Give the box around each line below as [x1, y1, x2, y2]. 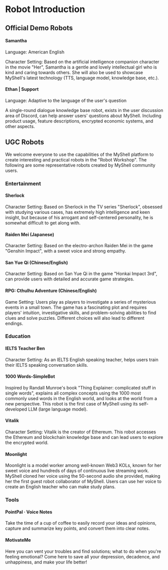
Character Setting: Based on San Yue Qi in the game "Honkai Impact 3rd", [5, 271, 157, 277]
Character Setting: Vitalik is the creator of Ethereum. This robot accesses [5, 429, 156, 435]
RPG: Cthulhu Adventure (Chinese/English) [5, 288, 97, 294]
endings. [5, 320, 24, 326]
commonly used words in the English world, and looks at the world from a [5, 395, 157, 402]
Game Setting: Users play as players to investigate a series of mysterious [5, 299, 156, 305]
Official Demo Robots [5, 24, 73, 32]
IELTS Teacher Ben [5, 346, 45, 352]
